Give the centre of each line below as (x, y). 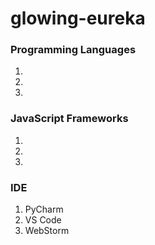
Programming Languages (73, 50)
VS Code (43, 220)
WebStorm (47, 231)
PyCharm (44, 209)
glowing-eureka (78, 18)
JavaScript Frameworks (69, 119)
